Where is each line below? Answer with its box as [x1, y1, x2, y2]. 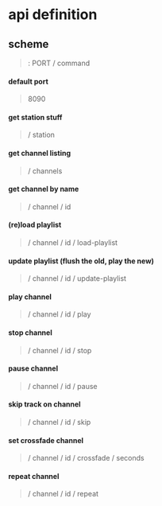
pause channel [8, 364, 58, 373]
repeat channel [8, 471, 60, 481]
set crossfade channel [8, 435, 84, 445]
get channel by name [8, 185, 79, 194]
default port [8, 76, 49, 86]
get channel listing [8, 149, 71, 158]
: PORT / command [27, 58, 91, 68]
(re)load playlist [8, 220, 62, 230]
